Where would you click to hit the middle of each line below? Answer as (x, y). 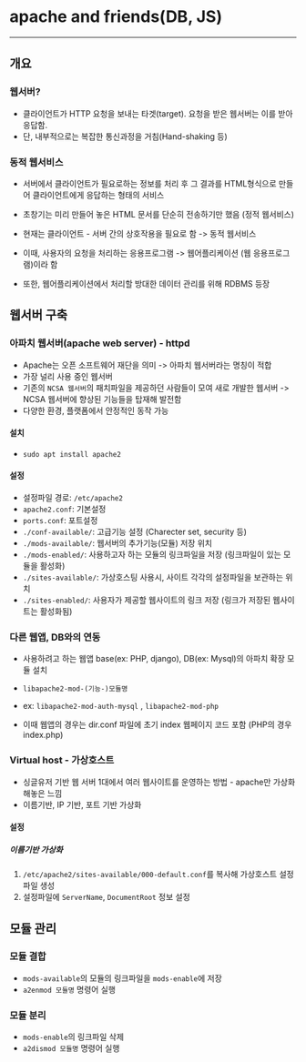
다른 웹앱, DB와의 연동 (55, 637)
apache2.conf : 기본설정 (64, 509)
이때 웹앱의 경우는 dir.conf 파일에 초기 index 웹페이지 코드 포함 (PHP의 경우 (157, 724)
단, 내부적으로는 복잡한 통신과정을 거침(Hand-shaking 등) (125, 136)
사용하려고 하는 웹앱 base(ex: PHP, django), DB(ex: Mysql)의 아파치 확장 (153, 659)
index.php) (43, 735)
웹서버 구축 (39, 315)
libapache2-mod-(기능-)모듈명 (75, 689)
